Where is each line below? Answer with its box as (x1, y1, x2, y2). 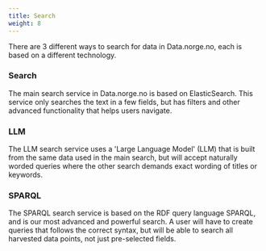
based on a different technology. (8, 50, 117, 60)
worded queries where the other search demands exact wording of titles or (8, 161, 258, 171)
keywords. (8, 170, 43, 180)
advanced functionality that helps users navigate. (8, 106, 172, 115)
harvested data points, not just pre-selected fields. (8, 234, 177, 244)
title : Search (8, 11, 56, 20)
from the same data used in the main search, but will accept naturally (8, 153, 238, 162)
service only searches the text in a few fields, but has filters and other (8, 97, 240, 107)
